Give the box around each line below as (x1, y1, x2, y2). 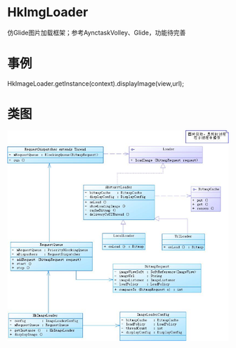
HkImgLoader (7, 4, 88, 20)
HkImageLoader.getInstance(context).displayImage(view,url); (7, 79, 185, 88)
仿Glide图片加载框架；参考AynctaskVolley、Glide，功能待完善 (7, 28, 186, 37)
